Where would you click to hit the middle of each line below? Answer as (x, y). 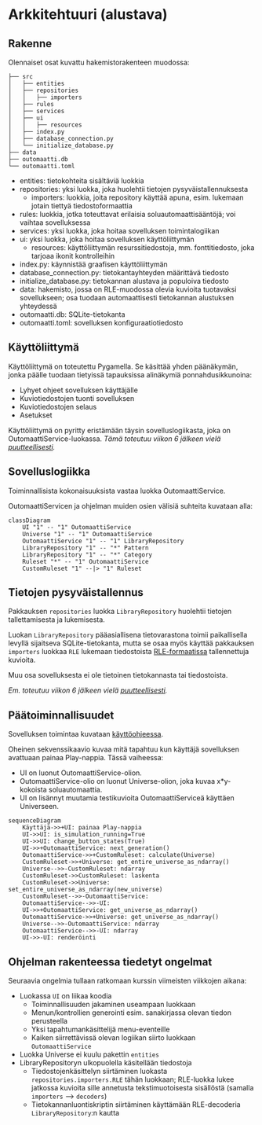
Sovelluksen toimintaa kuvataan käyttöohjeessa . (86, 734)
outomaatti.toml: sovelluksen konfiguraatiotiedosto (101, 323)
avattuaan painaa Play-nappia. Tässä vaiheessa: (86, 758)
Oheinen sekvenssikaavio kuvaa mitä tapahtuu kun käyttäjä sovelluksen (124, 749)
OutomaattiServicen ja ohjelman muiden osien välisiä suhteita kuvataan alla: (131, 506)
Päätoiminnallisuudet (61, 715)
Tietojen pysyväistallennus (76, 592)
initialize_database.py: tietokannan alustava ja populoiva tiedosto (124, 281)
